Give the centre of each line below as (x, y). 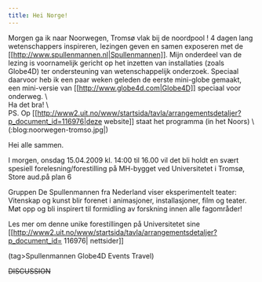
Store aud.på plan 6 (40, 177)
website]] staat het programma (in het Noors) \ (179, 121)
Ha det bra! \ (29, 104)
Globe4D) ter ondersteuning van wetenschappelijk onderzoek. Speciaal (124, 71)
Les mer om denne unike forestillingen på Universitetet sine (104, 224)
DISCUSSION (29, 271)
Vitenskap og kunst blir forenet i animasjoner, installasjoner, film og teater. (127, 200)
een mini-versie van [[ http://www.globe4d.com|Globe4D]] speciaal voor (125, 88)
